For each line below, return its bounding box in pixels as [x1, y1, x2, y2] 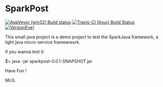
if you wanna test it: [5, 49, 45, 55]
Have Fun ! [5, 67, 27, 74]
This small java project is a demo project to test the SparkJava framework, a [5, 34, 159, 40]
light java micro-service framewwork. [5, 39, 81, 45]
